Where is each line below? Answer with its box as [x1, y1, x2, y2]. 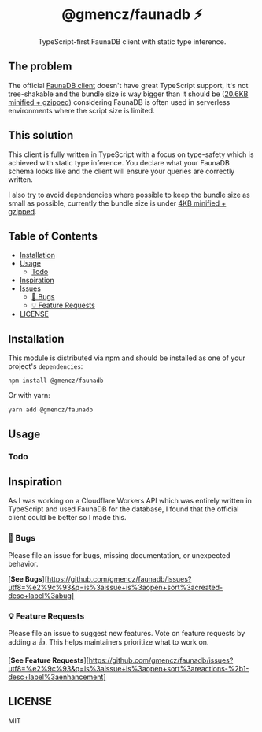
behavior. [8, 559, 39, 568]
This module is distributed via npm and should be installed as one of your [8, 353, 246, 362]
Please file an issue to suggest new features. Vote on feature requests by [8, 628, 245, 637]
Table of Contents [8, 229, 98, 243]
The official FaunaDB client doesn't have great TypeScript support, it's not [8, 80, 249, 90]
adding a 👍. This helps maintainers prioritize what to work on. [8, 637, 209, 646]
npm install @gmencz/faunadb [8, 377, 104, 385]
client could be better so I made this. [8, 513, 127, 522]
